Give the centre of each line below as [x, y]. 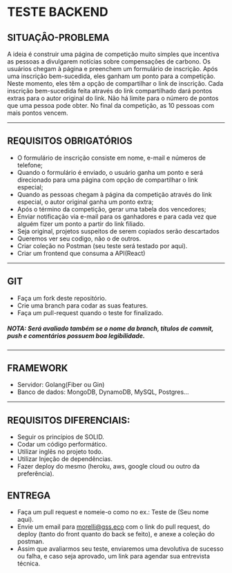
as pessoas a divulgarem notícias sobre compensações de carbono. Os [109, 62]
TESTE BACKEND [58, 12]
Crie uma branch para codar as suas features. [83, 306]
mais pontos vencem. [38, 113]
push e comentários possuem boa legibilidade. [76, 336]
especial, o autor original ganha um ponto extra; [85, 202]
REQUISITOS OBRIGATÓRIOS [70, 141]
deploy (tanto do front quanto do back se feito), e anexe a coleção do [116, 534]
